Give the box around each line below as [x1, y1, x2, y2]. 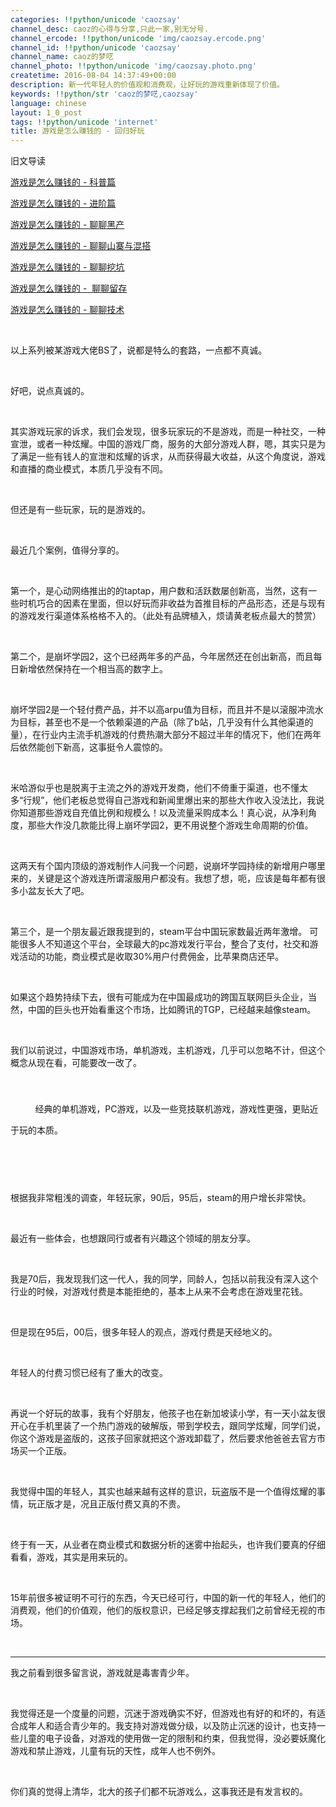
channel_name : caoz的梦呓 [10, 52, 114, 62]
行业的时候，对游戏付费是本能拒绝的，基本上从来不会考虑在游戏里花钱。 [10, 1285, 308, 1297]
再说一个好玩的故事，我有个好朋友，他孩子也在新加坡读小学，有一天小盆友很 [10, 1407, 326, 1419]
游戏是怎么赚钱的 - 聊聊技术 [10, 304, 125, 316]
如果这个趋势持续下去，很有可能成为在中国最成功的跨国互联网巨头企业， [10, 991, 308, 1003]
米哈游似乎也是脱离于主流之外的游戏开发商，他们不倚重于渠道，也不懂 [10, 782, 300, 794]
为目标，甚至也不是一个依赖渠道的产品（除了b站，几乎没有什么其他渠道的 [10, 716, 314, 728]
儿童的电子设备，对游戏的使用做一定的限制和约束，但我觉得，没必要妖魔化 [18, 1732, 326, 1744]
